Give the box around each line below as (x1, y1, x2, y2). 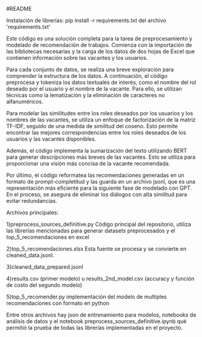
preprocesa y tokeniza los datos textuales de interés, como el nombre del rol (6, 79, 197, 86)
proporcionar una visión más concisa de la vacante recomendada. (6, 160, 171, 167)
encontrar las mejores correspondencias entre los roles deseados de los (6, 129, 186, 136)
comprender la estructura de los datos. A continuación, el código (6, 72, 168, 79)
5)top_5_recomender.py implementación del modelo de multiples (6, 293, 167, 300)
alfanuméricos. (6, 98, 43, 105)
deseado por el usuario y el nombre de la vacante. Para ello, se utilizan (6, 85, 182, 92)
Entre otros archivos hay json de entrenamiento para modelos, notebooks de (6, 311, 197, 318)
